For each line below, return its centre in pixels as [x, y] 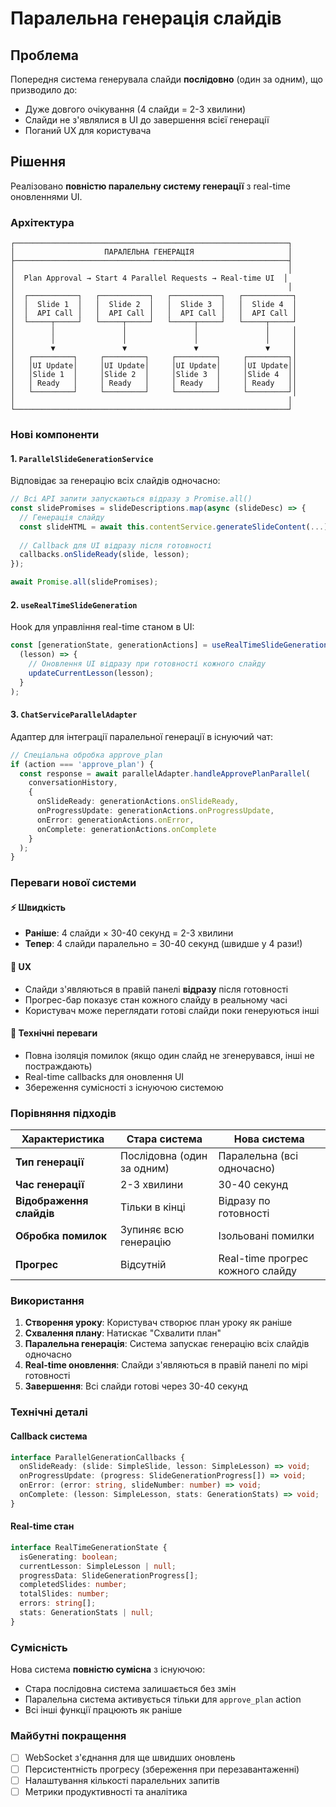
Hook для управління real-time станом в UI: [102, 627]
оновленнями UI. [46, 196]
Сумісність [39, 1647]
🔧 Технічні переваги [54, 1033]
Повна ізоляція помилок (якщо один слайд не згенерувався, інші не [169, 1055]
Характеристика [63, 1139]
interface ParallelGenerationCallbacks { [98, 1457]
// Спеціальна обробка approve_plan [86, 755]
